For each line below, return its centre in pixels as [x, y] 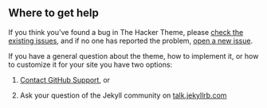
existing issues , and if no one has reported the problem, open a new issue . [131, 40]
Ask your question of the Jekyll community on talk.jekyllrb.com [123, 95]
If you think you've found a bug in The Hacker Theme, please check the [126, 32]
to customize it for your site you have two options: [90, 64]
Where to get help [54, 13]
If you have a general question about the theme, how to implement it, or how [133, 56]
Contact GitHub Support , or [65, 79]
